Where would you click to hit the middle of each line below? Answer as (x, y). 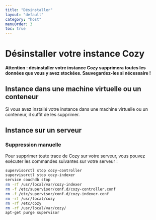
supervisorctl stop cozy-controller (44, 170)
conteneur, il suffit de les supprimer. (43, 114)
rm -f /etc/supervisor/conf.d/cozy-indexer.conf (57, 194)
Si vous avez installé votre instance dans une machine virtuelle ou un (77, 109)
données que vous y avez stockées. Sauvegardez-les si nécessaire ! (78, 73)
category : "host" (23, 19)
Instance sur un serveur (44, 130)
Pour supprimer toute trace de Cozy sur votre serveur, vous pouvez (75, 156)
